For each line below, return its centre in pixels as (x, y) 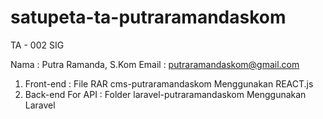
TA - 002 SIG (37, 45)
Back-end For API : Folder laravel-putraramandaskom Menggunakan (165, 94)
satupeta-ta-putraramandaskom (148, 17)
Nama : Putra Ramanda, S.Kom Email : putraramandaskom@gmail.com (155, 64)
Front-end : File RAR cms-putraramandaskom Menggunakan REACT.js (169, 83)
